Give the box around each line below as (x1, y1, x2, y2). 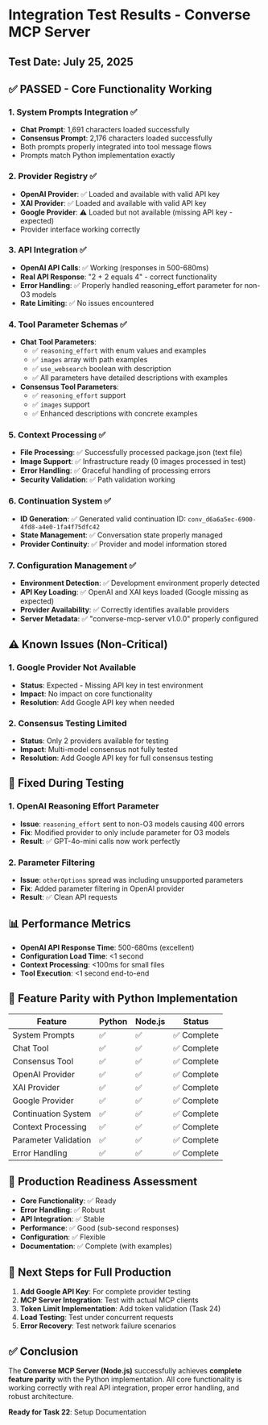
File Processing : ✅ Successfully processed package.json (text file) (19, 448, 243, 458)
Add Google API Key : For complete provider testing (19, 1287, 192, 1297)
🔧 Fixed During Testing (8, 776, 125, 790)
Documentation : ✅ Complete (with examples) (19, 1241, 173, 1252)
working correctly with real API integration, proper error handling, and (8, 1383, 240, 1393)
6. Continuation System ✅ (8, 495, 112, 507)
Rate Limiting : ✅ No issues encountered (19, 298, 155, 307)
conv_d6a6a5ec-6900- (188, 515, 257, 524)
